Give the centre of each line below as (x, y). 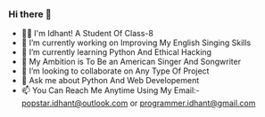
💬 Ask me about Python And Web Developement (110, 81)
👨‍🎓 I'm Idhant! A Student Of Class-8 (87, 34)
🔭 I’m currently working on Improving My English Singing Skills (136, 43)
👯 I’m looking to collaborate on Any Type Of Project (115, 71)
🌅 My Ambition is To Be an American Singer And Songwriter (131, 62)
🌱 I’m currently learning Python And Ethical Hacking (116, 52)
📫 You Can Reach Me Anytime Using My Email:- (110, 90)
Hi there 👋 (30, 14)
